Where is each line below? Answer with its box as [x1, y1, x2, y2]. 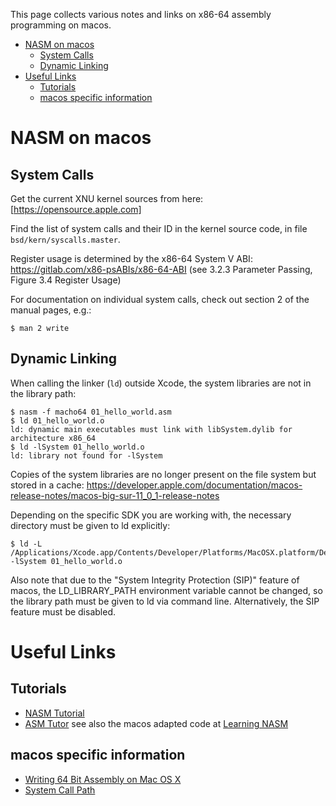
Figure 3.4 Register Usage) [10, 274, 122, 286]
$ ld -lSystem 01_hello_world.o [10, 442, 145, 452]
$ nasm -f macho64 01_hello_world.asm [10, 407, 172, 417]
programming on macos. [10, 19, 112, 31]
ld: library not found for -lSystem [10, 450, 163, 461]
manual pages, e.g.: [10, 304, 92, 316]
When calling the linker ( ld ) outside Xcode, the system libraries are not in [10, 377, 312, 389]
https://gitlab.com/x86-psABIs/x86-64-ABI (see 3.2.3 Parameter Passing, [10, 264, 313, 275]
